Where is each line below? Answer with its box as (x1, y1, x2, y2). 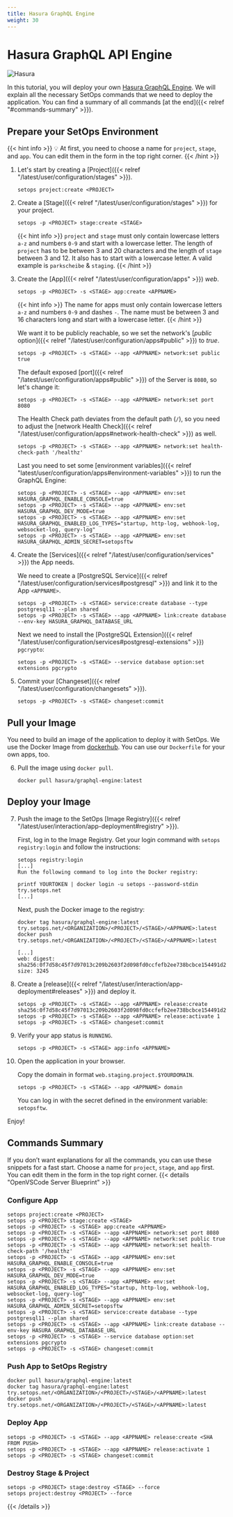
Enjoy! (7, 1117, 26, 1125)
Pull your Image (7, 717, 77, 729)
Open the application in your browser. (17, 1057, 126, 1065)
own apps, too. (7, 750, 50, 758)
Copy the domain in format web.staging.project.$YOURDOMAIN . (17, 1070, 195, 1078)
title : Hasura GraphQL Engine (7, 10, 95, 17)
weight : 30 (7, 17, 39, 24)
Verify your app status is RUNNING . (17, 1031, 113, 1039)
